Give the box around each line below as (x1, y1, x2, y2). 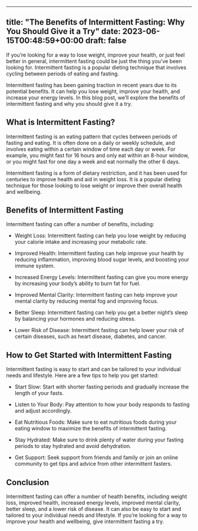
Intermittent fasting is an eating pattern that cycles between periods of (6, 133, 177, 140)
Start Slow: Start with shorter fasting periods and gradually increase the (14, 383, 189, 390)
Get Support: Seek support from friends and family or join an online (14, 454, 179, 461)
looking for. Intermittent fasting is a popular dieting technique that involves (6, 64, 187, 71)
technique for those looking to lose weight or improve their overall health (6, 182, 183, 189)
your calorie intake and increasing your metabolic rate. (14, 238, 147, 245)
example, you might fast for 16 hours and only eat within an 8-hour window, (6, 151, 190, 159)
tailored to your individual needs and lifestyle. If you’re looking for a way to (6, 512, 187, 519)
